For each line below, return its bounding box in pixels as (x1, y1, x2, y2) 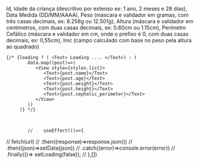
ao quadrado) (6, 43, 40, 50)
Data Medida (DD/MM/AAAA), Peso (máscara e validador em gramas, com (6, 11, 189, 18)
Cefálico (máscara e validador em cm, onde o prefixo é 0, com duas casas (6, 30, 189, 38)
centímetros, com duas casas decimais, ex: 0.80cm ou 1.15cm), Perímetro (6, 24, 186, 31)
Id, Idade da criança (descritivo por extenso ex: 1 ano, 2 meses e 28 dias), (6, 5, 188, 12)
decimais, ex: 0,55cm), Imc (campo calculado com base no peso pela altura (6, 37, 192, 44)
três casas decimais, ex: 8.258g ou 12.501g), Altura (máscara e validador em (6, 18, 194, 24)
